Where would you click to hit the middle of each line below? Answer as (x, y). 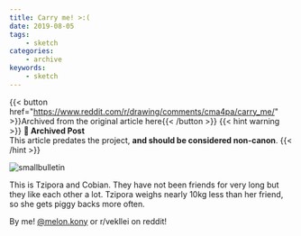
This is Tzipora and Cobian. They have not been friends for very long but (144, 185)
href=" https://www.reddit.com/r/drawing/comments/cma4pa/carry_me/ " (144, 111)
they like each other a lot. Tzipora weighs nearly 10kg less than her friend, (146, 194)
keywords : (28, 68)
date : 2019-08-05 (42, 26)
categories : (32, 51)
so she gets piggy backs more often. (78, 204)
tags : (19, 34)
